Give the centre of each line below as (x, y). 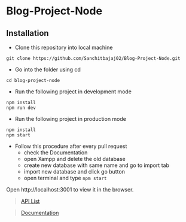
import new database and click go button (74, 171)
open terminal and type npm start (65, 178)
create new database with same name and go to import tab (96, 165)
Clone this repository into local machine (64, 47)
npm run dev (21, 108)
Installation (28, 33)
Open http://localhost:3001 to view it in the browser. (70, 189)
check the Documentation (56, 153)
